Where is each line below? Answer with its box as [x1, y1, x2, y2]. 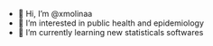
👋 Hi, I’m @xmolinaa [17, 9, 93, 19]
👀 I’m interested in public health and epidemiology [17, 18, 205, 28]
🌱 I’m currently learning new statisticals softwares [17, 27, 204, 37]
